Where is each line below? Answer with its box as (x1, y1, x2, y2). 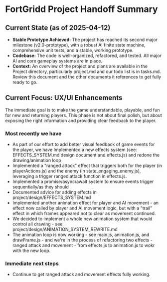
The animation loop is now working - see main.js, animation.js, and (12, 231, 150, 238)
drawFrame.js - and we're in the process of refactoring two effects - (12, 237, 153, 243)
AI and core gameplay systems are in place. (12, 58, 103, 63)
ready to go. (12, 79, 38, 85)
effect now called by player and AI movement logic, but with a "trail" (12, 205, 153, 211)
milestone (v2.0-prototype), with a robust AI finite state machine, (12, 42, 146, 48)
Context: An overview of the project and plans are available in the (12, 63, 148, 69)
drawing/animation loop (12, 157, 61, 163)
